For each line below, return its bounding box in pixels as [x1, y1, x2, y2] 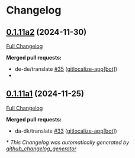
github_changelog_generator [6, 145, 77, 152]
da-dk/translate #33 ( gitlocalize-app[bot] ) [14, 127, 117, 134]
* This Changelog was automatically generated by [6, 139, 130, 146]
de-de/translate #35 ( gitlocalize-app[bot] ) [14, 65, 117, 73]
